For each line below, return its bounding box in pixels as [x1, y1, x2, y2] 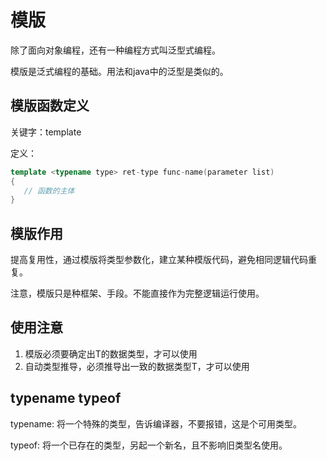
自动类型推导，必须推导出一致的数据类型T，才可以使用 [24, 360, 250, 372]
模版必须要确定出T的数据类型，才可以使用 [24, 347, 198, 360]
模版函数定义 [10, 97, 90, 115]
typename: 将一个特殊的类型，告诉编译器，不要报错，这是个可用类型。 [10, 417, 302, 430]
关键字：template [10, 126, 82, 138]
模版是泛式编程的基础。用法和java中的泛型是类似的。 [10, 65, 229, 77]
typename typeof [10, 390, 122, 407]
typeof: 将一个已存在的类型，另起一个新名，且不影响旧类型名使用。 [10, 439, 288, 451]
